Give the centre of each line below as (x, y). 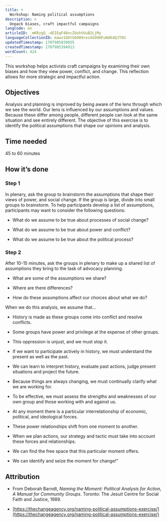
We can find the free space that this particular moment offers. (76, 451)
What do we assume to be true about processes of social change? (80, 220)
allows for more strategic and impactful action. (53, 77)
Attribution (22, 477)
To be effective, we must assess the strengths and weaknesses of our (84, 396)
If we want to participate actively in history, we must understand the (82, 351)
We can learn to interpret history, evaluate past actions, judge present (84, 366)
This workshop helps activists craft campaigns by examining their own (78, 66)
